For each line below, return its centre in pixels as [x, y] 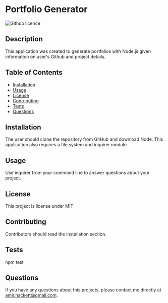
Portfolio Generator [46, 9]
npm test [14, 262]
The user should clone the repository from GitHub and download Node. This [84, 139]
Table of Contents [34, 72]
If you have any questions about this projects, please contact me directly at [83, 290]
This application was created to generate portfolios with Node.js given [78, 51]
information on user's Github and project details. [55, 56]
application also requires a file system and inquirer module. [67, 145]
